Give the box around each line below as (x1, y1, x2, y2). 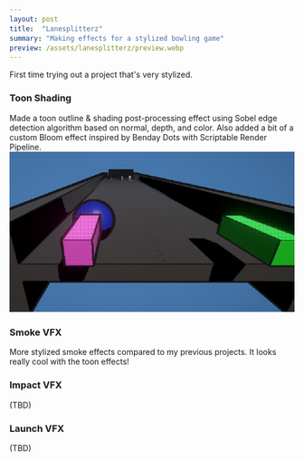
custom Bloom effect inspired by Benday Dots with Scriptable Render (9, 131, 268, 142)
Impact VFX (9, 379, 62, 391)
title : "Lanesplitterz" (9, 24, 103, 34)
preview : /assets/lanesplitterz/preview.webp (9, 43, 184, 53)
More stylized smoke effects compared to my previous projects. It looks (9, 347, 277, 358)
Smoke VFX (9, 326, 62, 339)
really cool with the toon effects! (9, 356, 129, 367)
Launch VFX (9, 422, 65, 435)
